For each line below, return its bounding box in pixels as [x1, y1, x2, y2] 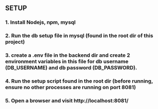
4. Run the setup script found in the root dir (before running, [5, 78, 153, 85]
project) [5, 38, 25, 45]
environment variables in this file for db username [5, 58, 129, 65]
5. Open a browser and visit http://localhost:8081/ [5, 97, 129, 104]
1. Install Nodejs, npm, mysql [5, 19, 76, 26]
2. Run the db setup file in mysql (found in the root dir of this [5, 32, 154, 39]
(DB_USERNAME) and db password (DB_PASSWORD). [5, 64, 138, 71]
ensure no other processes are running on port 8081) [5, 84, 136, 91]
